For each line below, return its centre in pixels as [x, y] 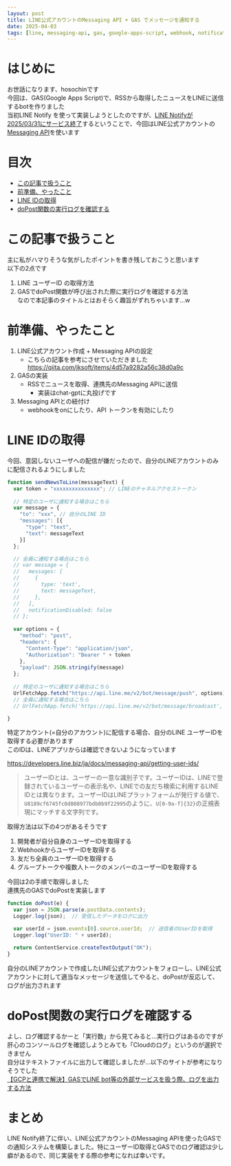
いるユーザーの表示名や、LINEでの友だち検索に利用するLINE [133, 787]
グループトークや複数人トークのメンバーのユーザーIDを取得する [107, 867]
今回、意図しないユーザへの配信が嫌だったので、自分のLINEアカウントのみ [113, 460]
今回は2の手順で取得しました [48, 882]
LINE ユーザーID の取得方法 [55, 283]
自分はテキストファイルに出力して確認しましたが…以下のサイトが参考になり [115, 1062]
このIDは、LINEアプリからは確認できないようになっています [92, 750]
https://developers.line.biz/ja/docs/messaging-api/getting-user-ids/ [103, 763]
